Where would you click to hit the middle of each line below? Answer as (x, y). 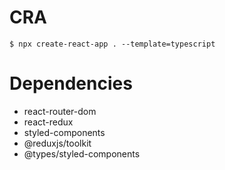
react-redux (48, 122)
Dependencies (71, 83)
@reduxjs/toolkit (57, 143)
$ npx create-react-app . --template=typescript (112, 44)
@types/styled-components (82, 153)
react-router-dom (60, 111)
